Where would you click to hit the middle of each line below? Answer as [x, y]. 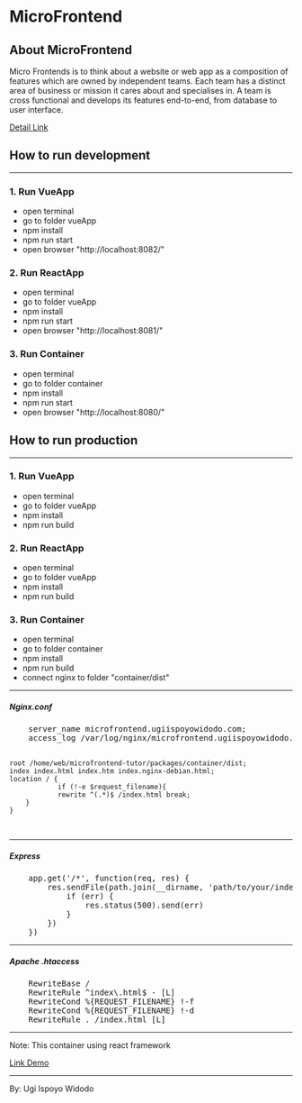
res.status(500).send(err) [144, 906]
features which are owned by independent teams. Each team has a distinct [147, 81]
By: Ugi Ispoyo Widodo [52, 1089]
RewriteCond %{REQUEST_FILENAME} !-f [111, 1002]
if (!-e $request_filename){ [112, 787]
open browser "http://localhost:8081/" [93, 331]
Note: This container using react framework [90, 1045]
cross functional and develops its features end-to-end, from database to [143, 100]
